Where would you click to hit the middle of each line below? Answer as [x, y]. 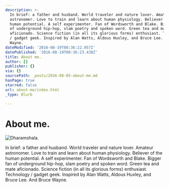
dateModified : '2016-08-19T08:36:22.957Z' [50, 48]
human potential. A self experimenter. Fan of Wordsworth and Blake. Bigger [83, 158]
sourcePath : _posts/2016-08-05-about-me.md [52, 76]
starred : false [21, 85]
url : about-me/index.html [32, 90]
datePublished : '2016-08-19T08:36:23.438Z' [52, 52]
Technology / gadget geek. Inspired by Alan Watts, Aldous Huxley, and [78, 174]
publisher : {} [20, 66]
